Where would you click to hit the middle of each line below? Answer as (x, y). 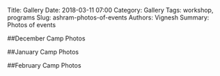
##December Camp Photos (46, 38)
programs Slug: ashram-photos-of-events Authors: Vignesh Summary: (108, 17)
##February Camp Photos (44, 65)
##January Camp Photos (43, 52)
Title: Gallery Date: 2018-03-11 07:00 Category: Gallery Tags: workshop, (110, 10)
